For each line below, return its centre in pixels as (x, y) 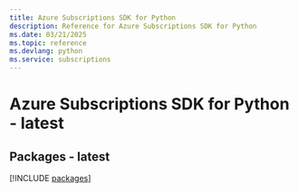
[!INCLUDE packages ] (50, 178)
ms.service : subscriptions (60, 59)
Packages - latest (60, 156)
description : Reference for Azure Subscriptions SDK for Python (133, 26)
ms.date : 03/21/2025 (48, 34)
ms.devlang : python (46, 51)
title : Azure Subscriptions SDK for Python (93, 18)
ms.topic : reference (48, 43)
